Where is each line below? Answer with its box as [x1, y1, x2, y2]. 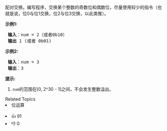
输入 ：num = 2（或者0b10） [7, 32, 68, 37]
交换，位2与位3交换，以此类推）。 [40, 10, 109, 16]
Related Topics [5, 96, 36, 102]
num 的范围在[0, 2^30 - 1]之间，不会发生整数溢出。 [12, 86, 114, 92]
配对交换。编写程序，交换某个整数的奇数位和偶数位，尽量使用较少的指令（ [5, 4, 158, 10]
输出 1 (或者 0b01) [7, 38, 52, 44]
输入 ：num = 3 [7, 59, 40, 65]
